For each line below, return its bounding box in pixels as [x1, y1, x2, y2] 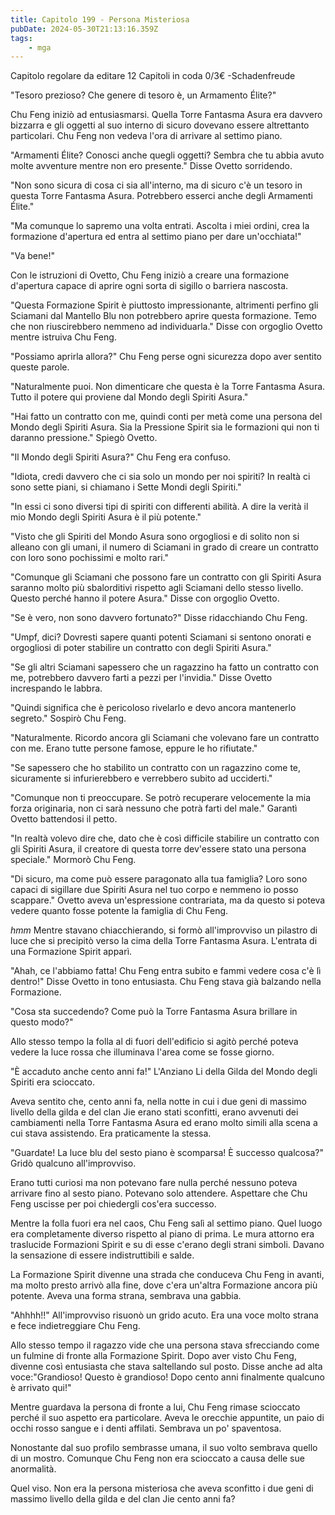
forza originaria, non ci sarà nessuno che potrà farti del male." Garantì [10, 802, 298, 815]
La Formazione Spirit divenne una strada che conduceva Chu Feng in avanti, [10, 1269, 325, 1281]
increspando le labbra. [10, 682, 103, 695]
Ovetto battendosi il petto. [10, 813, 118, 825]
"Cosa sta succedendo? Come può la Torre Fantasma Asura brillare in [10, 1006, 298, 1018]
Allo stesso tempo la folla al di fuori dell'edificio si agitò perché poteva [10, 1036, 299, 1048]
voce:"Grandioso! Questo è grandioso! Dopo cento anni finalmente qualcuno [10, 1371, 325, 1383]
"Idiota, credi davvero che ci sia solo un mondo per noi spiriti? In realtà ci [10, 471, 311, 483]
